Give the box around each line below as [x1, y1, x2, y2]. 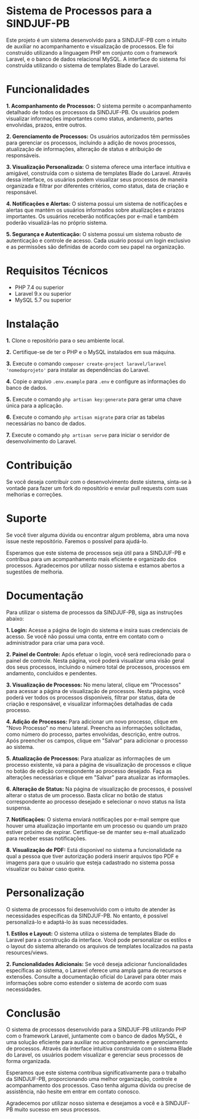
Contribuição [6, 458, 72, 472]
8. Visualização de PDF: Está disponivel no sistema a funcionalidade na [6, 846, 182, 853]
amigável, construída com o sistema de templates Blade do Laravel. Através [6, 170, 191, 177]
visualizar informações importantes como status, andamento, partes [6, 115, 173, 122]
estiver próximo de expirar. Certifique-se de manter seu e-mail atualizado [6, 828, 186, 835]
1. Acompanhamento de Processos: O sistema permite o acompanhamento [6, 102, 192, 109]
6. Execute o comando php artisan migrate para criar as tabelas [6, 413, 165, 421]
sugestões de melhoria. [6, 568, 64, 575]
